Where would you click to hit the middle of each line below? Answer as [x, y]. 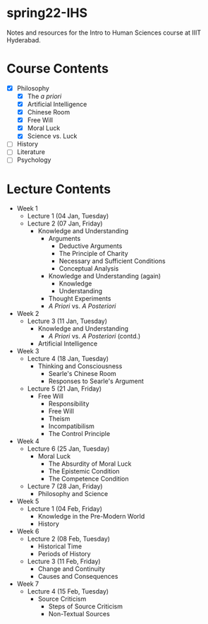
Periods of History [64, 554]
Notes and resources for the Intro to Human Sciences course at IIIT [104, 33]
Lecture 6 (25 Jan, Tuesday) [68, 449]
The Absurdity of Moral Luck [90, 464]
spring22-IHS [47, 13]
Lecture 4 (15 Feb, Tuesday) [68, 591]
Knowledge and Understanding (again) [105, 276]
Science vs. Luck [52, 136]
